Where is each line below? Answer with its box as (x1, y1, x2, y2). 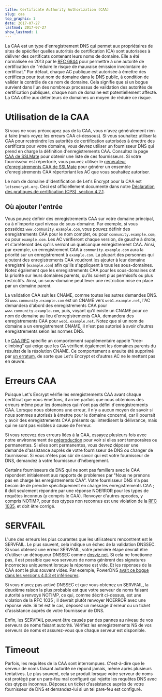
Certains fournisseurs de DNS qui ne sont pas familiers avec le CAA (5, 467, 140, 473)
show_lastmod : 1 (5, 30, 38, 34)
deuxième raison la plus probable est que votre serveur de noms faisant (5, 587, 148, 593)
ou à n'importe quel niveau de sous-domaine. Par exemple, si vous (5, 221, 138, 226)
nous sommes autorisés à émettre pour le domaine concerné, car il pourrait (5, 412, 156, 418)
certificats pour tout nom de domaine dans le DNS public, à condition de (5, 74, 149, 80)
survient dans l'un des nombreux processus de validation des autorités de (5, 85, 153, 90)
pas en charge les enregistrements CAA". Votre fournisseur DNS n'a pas (5, 477, 148, 483)
